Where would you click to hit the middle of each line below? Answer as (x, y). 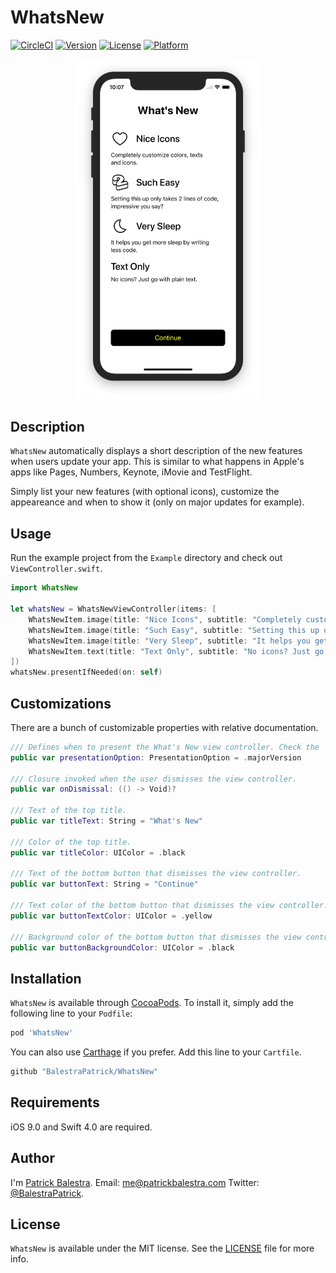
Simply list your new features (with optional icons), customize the (145, 492)
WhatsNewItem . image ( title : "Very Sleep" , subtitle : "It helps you (169, 641)
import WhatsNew (44, 588)
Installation (46, 978)
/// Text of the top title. (69, 811)
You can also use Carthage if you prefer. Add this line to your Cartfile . (156, 1052)
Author (32, 1158)
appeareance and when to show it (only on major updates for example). (157, 502)
